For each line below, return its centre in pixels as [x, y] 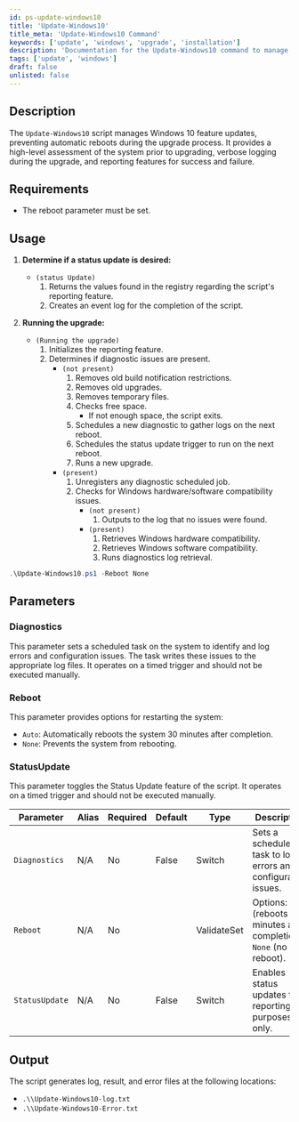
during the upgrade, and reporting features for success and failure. [132, 161]
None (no [270, 947]
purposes [272, 1017]
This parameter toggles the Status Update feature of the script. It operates [145, 786]
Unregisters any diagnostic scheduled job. [153, 482]
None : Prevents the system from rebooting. [99, 744]
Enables [269, 973]
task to [267, 855]
